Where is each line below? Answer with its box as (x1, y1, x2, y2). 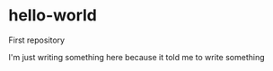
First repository (8, 35, 65, 45)
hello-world (8, 5, 98, 26)
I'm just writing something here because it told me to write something (8, 51, 265, 62)
